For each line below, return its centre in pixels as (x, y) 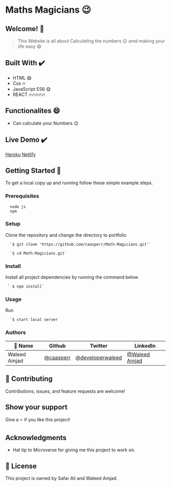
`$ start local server (34, 320)
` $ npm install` (26, 287)
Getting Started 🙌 (33, 171)
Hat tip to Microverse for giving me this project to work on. (74, 450)
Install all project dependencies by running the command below (72, 277)
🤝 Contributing (29, 379)
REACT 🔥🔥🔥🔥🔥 (29, 94)
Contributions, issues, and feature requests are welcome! (65, 391)
